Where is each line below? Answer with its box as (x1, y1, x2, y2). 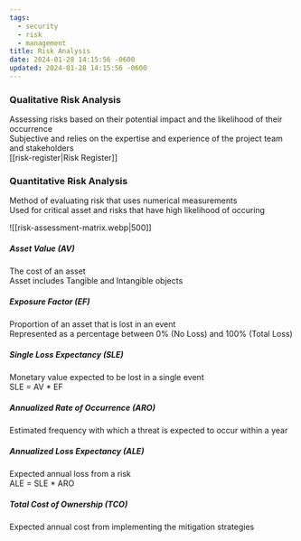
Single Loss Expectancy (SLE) (9, 350, 124, 359)
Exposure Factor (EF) (9, 296, 90, 307)
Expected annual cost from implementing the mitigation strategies (9, 521, 255, 533)
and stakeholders (9, 143, 74, 154)
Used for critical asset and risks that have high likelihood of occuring (9, 205, 265, 216)
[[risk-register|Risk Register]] (9, 153, 118, 163)
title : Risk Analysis (9, 47, 91, 56)
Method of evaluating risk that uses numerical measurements (9, 195, 238, 206)
